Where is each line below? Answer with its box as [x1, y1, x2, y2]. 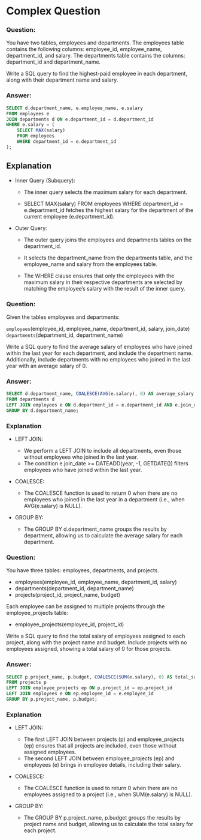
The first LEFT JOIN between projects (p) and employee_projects [23, 736, 184, 743]
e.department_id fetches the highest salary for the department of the [23, 206, 194, 214]
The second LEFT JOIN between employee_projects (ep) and [23, 755, 175, 762]
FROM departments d [6, 396, 55, 403]
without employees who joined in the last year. [23, 453, 139, 461]
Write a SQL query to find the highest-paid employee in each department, [6, 70, 187, 77]
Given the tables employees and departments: [6, 313, 120, 321]
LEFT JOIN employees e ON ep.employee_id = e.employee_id [6, 690, 154, 697]
